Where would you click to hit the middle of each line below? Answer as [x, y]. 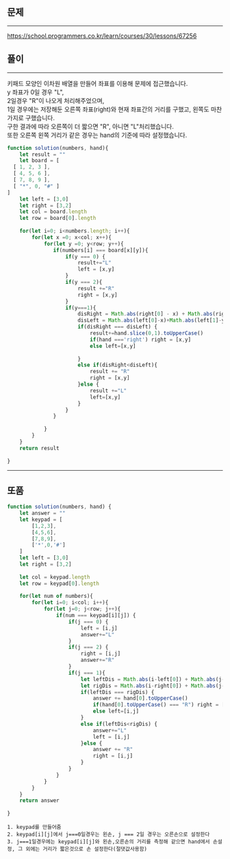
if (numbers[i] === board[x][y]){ [101, 250]
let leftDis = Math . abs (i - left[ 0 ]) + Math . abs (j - [153, 679]
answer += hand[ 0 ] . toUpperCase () [140, 699]
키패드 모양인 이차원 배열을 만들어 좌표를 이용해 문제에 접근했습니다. [98, 83]
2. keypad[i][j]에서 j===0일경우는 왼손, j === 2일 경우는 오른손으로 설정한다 [108, 835]
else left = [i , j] [116, 711]
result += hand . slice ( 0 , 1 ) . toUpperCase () [147, 333]
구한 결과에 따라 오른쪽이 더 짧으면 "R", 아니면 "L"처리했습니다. [91, 126]
